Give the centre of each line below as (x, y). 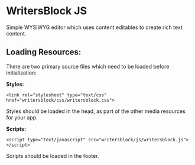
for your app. (22, 117)
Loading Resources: (44, 52)
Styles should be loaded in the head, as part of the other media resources (96, 111)
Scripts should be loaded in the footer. (53, 156)
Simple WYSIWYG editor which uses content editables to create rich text (95, 27)
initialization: (21, 73)
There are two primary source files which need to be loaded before (88, 66)
